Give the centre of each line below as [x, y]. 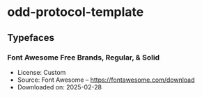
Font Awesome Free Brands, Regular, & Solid [84, 58]
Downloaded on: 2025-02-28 [60, 87]
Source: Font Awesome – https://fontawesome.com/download [106, 80]
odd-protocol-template [76, 12]
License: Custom [41, 72]
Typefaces [31, 38]
